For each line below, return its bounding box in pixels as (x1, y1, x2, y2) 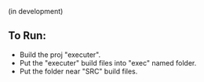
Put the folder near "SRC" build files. (19, 66, 138, 76)
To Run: (8, 29, 47, 42)
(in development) (8, 7, 64, 16)
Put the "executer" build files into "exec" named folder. (19, 58, 197, 67)
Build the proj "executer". (19, 50, 101, 59)
